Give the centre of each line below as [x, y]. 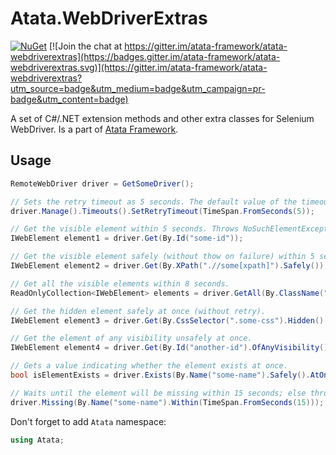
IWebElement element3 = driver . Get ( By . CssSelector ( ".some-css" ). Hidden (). [169, 320]
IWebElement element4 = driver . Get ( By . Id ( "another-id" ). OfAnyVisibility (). [171, 348]
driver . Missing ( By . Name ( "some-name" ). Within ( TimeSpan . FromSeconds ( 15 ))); [167, 402]
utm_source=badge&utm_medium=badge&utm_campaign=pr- [138, 88]
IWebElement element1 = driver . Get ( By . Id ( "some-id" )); [127, 238]
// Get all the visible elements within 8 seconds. [120, 283]
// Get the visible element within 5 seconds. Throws [125, 229]
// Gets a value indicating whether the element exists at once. [149, 366]
